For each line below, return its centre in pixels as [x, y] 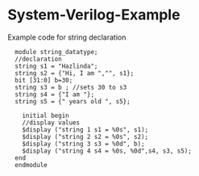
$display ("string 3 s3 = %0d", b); [84, 144]
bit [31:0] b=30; [44, 80]
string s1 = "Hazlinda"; [56, 66]
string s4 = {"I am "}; [54, 94]
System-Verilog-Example [94, 15]
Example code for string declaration [67, 37]
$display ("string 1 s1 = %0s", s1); [85, 130]
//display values [51, 123]
